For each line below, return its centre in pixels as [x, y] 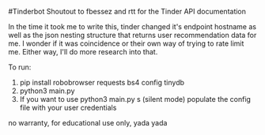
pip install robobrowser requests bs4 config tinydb [102, 82]
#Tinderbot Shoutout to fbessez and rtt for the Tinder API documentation [127, 11]
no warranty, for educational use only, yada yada [88, 123]
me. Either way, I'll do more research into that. [83, 52]
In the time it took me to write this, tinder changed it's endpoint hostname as [132, 26]
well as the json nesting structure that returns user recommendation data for [132, 35]
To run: [20, 67]
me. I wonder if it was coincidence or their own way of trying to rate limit [126, 43]
